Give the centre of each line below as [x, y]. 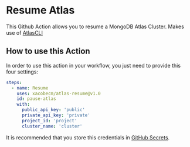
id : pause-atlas [37, 99]
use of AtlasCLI [24, 32]
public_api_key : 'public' [53, 110]
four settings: [22, 72]
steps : [14, 82]
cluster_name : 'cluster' [52, 126]
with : [23, 104]
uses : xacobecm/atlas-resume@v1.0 [59, 93]
